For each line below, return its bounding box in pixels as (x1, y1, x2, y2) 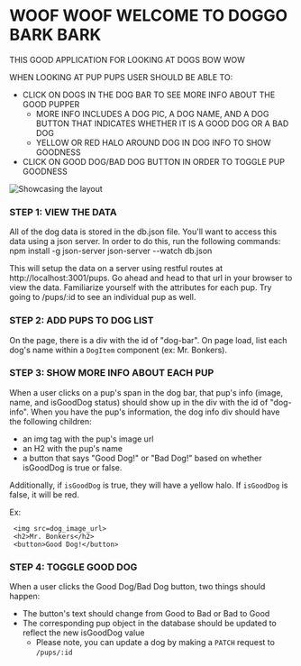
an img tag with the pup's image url (22, 433, 154, 444)
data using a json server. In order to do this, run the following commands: (9, 236, 281, 247)
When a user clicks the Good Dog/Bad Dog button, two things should (9, 581, 266, 592)
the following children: (9, 415, 92, 426)
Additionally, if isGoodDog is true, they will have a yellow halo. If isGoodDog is (9, 479, 288, 490)
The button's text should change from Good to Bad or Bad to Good (22, 608, 270, 619)
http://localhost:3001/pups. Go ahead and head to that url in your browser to (9, 272, 293, 284)
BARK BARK (9, 24, 102, 45)
